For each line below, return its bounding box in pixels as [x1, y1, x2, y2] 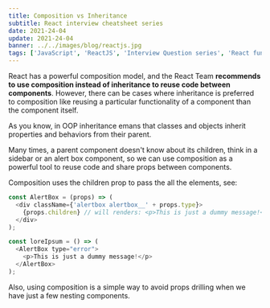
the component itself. [8, 105, 79, 115]
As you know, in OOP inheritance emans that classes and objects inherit [8, 121, 247, 130]
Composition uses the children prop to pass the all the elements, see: [8, 178, 238, 187]
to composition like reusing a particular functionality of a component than [8, 97, 252, 106]
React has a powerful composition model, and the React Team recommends [8, 72, 261, 80]
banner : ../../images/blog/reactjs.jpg [8, 42, 142, 50]
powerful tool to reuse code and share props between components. [8, 162, 232, 171]
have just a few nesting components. [8, 290, 130, 300]
